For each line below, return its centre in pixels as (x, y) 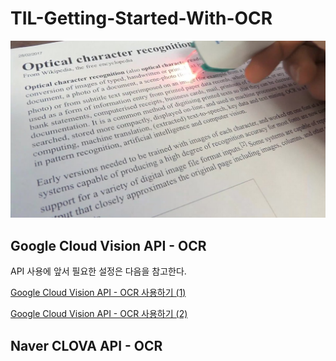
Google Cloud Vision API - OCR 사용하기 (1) (98, 293)
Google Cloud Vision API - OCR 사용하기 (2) (99, 314)
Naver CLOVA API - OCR (86, 345)
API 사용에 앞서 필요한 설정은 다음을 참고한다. (98, 271)
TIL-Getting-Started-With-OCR (141, 18)
